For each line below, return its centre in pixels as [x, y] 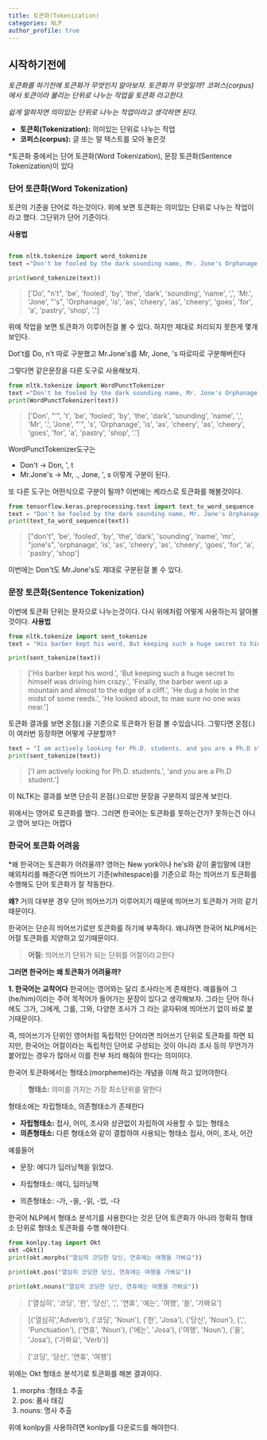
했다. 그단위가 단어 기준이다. [66, 217]
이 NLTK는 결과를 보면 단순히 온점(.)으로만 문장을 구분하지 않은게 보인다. [120, 796]
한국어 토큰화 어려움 [44, 845]
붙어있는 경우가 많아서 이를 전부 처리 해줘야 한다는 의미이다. [101, 1055]
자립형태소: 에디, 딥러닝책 [59, 1184]
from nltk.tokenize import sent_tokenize [78, 636]
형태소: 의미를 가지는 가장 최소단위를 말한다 [95, 1090]
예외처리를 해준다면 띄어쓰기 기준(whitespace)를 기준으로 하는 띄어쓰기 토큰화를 [133, 875]
